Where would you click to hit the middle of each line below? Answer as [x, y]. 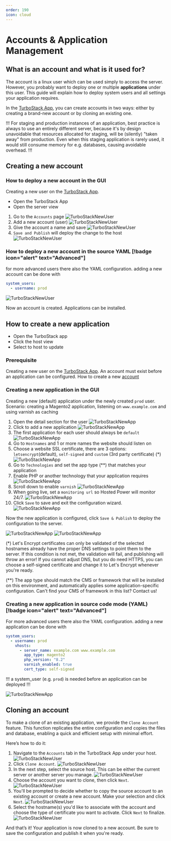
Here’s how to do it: [26, 743]
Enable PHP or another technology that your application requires [81, 476]
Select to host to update [38, 347]
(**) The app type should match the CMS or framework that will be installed [85, 580]
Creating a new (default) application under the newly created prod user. [81, 401]
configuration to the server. [34, 523]
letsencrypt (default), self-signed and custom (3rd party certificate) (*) [87, 454]
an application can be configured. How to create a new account [73, 376]
